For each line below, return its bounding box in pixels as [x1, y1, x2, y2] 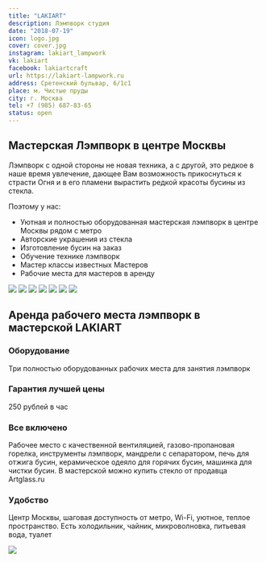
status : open [8, 110, 52, 118]
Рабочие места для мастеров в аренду [19, 268, 155, 278]
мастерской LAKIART [8, 321, 123, 335]
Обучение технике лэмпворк [19, 251, 120, 261]
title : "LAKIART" [8, 11, 67, 20]
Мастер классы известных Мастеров [19, 259, 148, 270]
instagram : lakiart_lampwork [8, 49, 106, 57]
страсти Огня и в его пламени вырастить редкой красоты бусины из [8, 177, 246, 187]
